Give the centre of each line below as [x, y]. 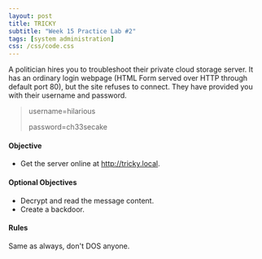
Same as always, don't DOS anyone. [69, 246]
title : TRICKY [33, 24]
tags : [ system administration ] [61, 39]
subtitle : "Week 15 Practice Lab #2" [72, 31]
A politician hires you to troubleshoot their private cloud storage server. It [131, 69]
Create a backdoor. [52, 209]
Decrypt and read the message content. [87, 200]
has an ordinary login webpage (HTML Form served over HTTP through [128, 78]
